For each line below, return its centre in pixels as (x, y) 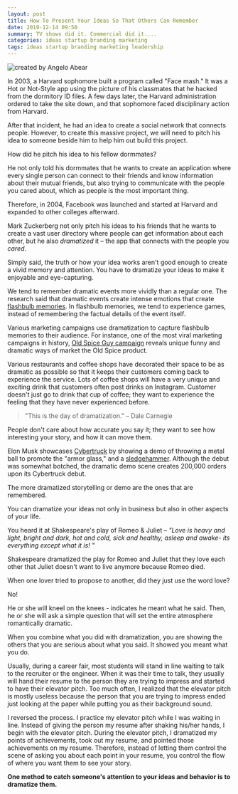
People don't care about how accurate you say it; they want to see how (111, 429)
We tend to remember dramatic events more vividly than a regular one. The (117, 291)
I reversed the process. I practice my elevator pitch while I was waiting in (114, 717)
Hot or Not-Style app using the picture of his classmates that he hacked (113, 89)
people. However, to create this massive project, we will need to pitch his (114, 133)
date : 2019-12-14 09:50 (43, 27)
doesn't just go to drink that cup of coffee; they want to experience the (111, 395)
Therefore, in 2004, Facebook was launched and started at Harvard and (113, 204)
